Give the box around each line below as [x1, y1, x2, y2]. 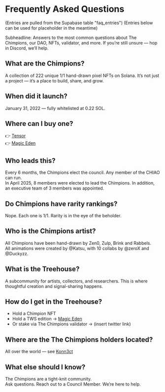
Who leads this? [5, 157, 56, 165]
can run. [5, 175, 22, 181]
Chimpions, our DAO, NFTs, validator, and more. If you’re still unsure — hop [5, 39, 158, 45]
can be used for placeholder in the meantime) [5, 25, 98, 31]
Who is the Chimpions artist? [5, 227, 96, 235]
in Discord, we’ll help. [5, 45, 49, 51]
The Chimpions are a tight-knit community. [5, 376, 92, 382]
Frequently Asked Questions [5, 3, 125, 15]
